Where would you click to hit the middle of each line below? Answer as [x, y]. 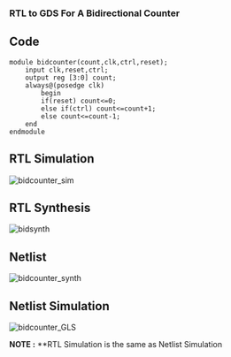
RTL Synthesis [50, 207]
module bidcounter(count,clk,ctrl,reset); [89, 62]
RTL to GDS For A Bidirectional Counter [94, 13]
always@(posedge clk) [65, 85]
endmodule [27, 132]
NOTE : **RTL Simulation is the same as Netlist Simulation [116, 344]
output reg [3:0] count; [71, 78]
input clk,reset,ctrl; [67, 70]
